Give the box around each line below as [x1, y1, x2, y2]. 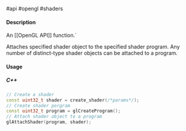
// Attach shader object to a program [6, 114, 102, 120]
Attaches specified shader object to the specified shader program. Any [6, 43, 180, 50]
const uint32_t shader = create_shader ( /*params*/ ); [6, 97, 140, 103]
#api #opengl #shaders [6, 5, 64, 12]
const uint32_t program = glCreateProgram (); [6, 108, 121, 114]
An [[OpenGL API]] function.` [6, 32, 77, 39]
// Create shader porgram [6, 103, 70, 108]
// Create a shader [6, 91, 55, 97]
